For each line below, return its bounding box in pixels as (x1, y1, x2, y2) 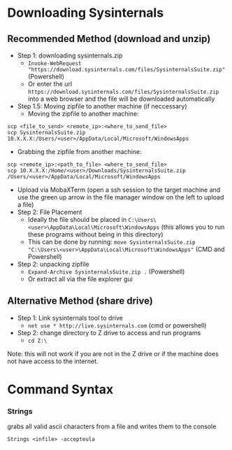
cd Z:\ (27, 337, 48, 344)
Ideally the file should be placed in (27, 216, 127, 223)
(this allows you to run (161, 223, 225, 231)
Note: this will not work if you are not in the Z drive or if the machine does (7, 349, 219, 358)
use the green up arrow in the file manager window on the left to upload (17, 193, 224, 201)
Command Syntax (7, 381, 114, 397)
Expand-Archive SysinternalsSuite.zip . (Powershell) (27, 267, 185, 276)
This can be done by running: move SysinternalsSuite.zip (27, 238, 196, 246)
